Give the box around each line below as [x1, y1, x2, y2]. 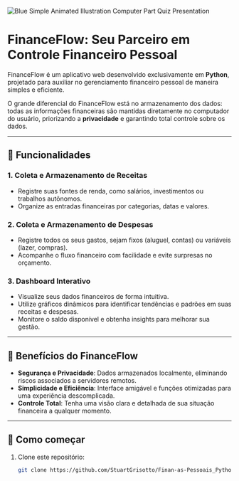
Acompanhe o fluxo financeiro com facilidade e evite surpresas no [17, 250, 213, 259]
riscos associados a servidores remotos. [17, 376, 137, 385]
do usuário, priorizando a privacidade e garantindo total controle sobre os [7, 114, 225, 122]
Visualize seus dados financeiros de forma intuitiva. [17, 292, 169, 301]
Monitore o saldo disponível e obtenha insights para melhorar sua [17, 315, 210, 324]
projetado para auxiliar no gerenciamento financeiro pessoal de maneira [7, 78, 219, 86]
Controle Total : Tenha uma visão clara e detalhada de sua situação [17, 399, 215, 408]
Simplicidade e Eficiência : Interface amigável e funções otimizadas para [17, 384, 231, 393]
